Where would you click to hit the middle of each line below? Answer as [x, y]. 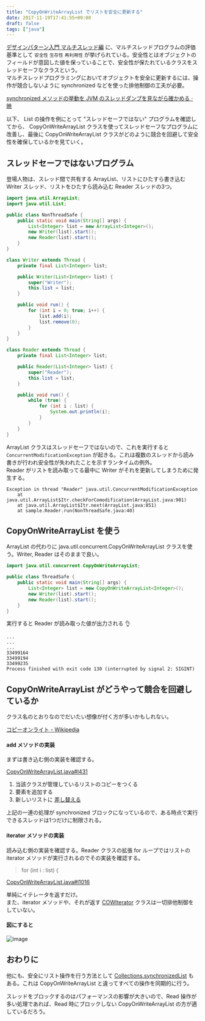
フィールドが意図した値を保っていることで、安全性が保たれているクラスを [99, 62]
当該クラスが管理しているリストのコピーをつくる [77, 784]
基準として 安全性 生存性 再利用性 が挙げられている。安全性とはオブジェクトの [101, 55]
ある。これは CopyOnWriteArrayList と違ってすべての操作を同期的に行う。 [99, 983]
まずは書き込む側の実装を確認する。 [52, 759]
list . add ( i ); [55, 316]
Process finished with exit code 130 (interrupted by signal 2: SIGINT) [101, 669]
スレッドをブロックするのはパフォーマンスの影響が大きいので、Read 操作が [102, 996]
